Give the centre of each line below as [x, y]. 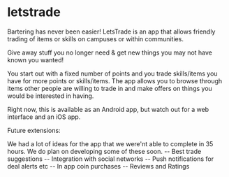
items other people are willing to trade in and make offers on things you [110, 88]
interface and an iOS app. [44, 117]
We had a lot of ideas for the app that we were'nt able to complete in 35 [110, 143]
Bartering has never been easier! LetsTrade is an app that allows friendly [111, 31]
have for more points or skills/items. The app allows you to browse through [115, 80]
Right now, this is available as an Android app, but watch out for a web [108, 109]
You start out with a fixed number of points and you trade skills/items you [112, 73]
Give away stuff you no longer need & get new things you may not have [110, 52]
